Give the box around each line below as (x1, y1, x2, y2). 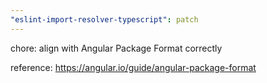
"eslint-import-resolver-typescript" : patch (10, 14, 199, 25)
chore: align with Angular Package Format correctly (10, 42, 223, 54)
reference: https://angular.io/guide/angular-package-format (10, 61, 257, 73)
